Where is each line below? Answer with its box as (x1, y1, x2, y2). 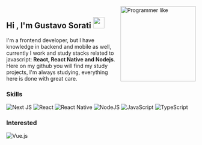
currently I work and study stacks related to (6, 49, 114, 57)
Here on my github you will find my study (6, 62, 108, 69)
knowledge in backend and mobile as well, (6, 43, 111, 50)
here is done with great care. (6, 75, 78, 82)
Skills (6, 90, 23, 98)
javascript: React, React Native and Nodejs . (6, 55, 115, 63)
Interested (6, 119, 37, 127)
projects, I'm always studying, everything (6, 69, 108, 76)
